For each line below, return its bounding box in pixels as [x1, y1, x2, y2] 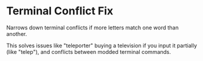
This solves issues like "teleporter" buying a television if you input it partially [6, 42, 198, 49]
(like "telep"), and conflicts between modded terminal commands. [6, 48, 171, 55]
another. [6, 30, 27, 37]
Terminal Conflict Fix [6, 4, 114, 18]
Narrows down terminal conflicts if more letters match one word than [6, 24, 179, 31]
